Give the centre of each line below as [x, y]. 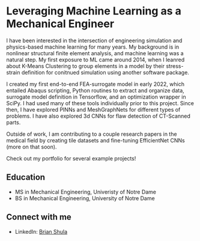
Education [26, 178]
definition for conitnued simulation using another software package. [105, 72]
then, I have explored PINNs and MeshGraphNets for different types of [93, 109]
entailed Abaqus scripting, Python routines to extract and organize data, [95, 90]
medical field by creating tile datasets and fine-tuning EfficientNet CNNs [95, 140]
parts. [14, 122]
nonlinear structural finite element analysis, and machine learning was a [95, 53]
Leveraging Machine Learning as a [94, 11]
